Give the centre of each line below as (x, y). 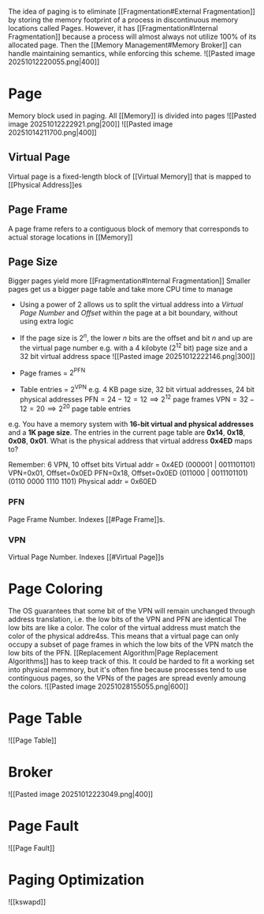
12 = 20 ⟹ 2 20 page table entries (75, 408)
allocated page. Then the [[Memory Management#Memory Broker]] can (125, 45)
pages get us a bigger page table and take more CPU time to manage (121, 289)
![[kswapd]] (27, 901)
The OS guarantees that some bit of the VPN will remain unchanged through (132, 610)
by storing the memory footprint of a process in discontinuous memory (123, 20)
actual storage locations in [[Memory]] (71, 237)
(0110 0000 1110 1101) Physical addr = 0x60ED (83, 482)
